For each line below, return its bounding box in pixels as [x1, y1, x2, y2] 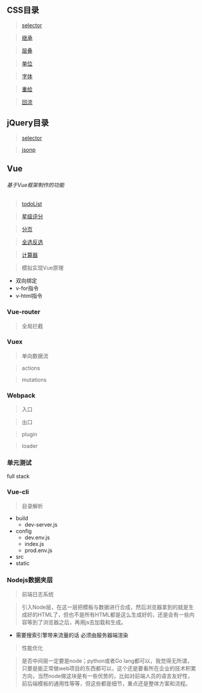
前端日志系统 [21, 591, 54, 597]
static [15, 559, 30, 567]
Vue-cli [7, 488, 30, 496]
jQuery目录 [7, 118, 49, 128]
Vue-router [7, 307, 41, 316]
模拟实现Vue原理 [21, 264, 64, 272]
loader [21, 442, 38, 450]
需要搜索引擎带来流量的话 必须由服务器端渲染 [15, 631, 128, 639]
